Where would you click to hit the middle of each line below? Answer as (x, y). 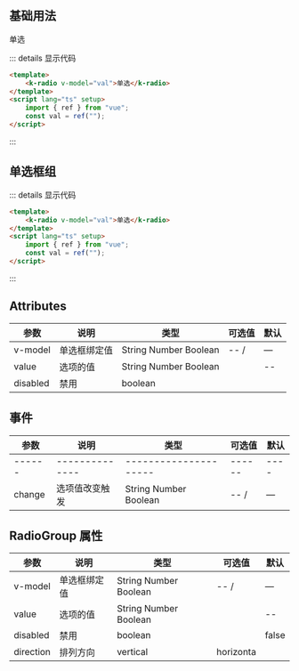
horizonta (236, 652)
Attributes (38, 307)
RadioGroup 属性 (56, 535)
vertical (133, 652)
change (30, 494)
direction (32, 652)
